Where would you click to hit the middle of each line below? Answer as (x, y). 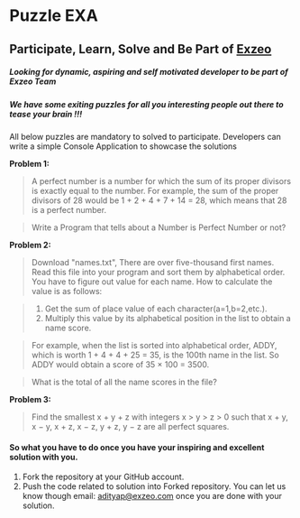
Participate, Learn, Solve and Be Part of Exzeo (141, 49)
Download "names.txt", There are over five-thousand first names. (153, 262)
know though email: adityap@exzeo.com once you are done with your (152, 496)
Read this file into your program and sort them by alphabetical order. (158, 272)
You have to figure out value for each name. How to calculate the (152, 282)
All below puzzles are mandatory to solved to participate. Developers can (145, 136)
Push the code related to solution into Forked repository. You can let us (154, 486)
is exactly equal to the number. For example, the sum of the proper (155, 190)
